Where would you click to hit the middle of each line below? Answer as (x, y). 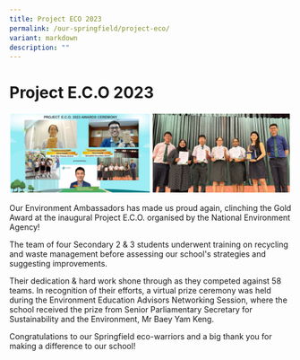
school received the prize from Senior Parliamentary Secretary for (131, 309)
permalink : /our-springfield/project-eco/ (90, 28)
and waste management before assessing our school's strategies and (138, 254)
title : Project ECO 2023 (56, 19)
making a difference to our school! (73, 346)
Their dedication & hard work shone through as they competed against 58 (146, 281)
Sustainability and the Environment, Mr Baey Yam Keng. (112, 319)
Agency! (25, 227)
